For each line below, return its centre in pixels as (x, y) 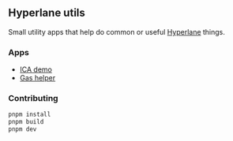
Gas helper (38, 78)
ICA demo (36, 69)
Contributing (33, 98)
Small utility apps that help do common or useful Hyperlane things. (116, 32)
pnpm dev (23, 129)
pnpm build (26, 122)
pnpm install (30, 115)
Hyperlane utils (47, 13)
